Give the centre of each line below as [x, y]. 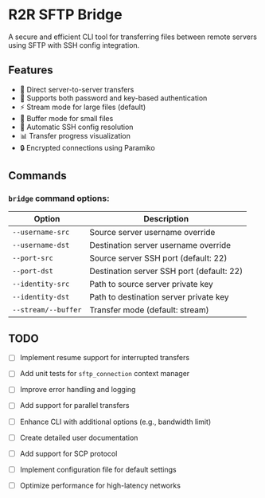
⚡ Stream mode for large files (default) [82, 107]
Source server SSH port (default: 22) [158, 258]
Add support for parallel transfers [74, 406]
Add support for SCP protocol [68, 453]
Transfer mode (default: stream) [149, 310]
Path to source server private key [151, 284]
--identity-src [41, 284]
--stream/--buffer [47, 310]
